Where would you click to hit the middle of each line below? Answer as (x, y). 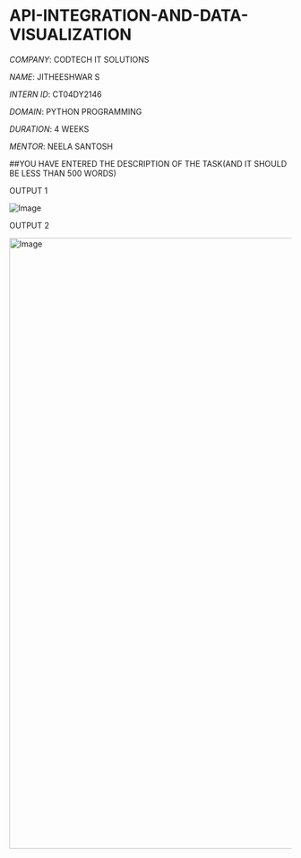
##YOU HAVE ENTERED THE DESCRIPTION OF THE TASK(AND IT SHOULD (148, 163)
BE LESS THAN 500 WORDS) (63, 173)
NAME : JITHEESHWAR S (55, 76)
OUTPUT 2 (30, 225)
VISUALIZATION (71, 35)
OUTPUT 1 (29, 190)
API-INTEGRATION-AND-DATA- (129, 16)
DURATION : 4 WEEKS (49, 129)
